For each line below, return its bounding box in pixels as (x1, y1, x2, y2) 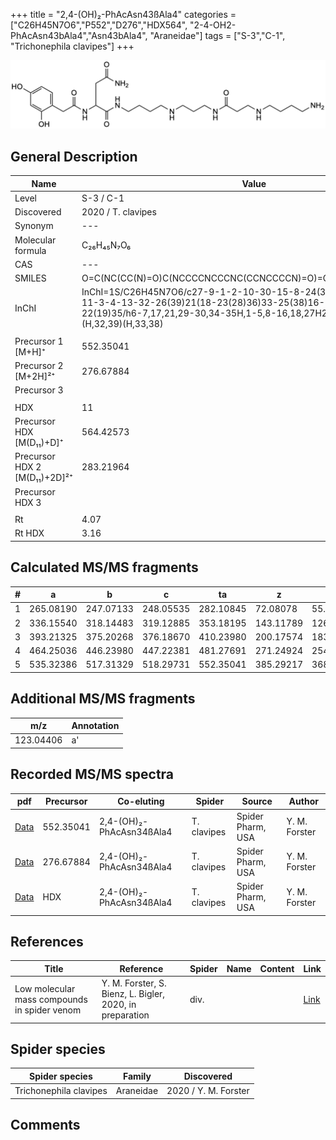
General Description (10, 148, 138, 165)
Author (288, 795, 319, 808)
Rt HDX (14, 527, 45, 539)
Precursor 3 (14, 384, 64, 396)
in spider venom (14, 1004, 82, 1016)
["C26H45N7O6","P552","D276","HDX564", (10, 19, 188, 31)
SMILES (14, 272, 47, 284)
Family (122, 1070, 152, 1082)
